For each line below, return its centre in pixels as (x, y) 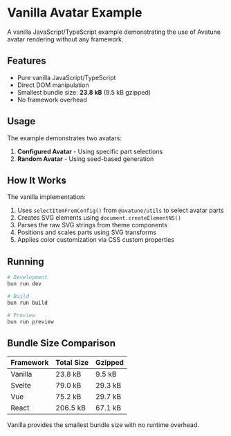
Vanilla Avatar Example (75, 13)
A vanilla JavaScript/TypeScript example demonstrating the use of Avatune (114, 32)
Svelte (21, 386)
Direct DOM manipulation (53, 85)
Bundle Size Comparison (62, 343)
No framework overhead (52, 99)
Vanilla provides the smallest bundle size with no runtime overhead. (103, 425)
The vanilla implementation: (46, 197)
